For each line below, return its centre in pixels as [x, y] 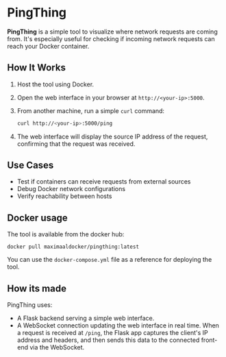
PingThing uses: [30, 305]
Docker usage [37, 218]
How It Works [37, 67]
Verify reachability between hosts [64, 196]
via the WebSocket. [57, 347]
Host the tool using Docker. [55, 84]
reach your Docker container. [48, 46]
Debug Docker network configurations [71, 189]
